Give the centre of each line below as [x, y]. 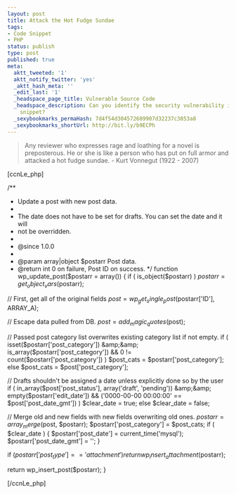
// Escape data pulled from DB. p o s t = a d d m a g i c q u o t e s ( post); [97, 323]
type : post [23, 54]
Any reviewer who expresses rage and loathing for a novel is [112, 145]
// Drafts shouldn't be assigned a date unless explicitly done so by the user [116, 381]
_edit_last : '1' [37, 92]
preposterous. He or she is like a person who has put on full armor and [126, 153]
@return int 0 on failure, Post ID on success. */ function [98, 268]
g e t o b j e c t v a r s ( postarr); [51, 284]
